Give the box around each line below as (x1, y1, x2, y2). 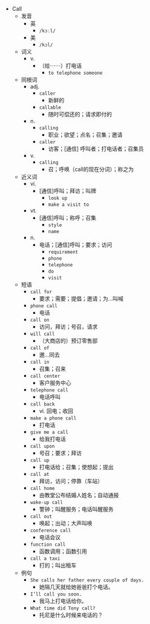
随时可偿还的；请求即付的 (48, 110, 112, 118)
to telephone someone (48, 70, 103, 76)
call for (30, 289, 53, 295)
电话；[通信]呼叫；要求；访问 (39, 241, 112, 248)
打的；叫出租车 (39, 561, 77, 569)
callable (39, 104, 62, 110)
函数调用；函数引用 (39, 548, 88, 555)
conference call (30, 527, 71, 534)
